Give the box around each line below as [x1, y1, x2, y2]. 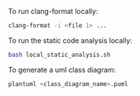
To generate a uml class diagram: [8, 65, 116, 74]
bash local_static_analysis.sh [8, 51, 111, 59]
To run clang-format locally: [8, 7, 98, 16]
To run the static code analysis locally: [8, 35, 132, 45]
